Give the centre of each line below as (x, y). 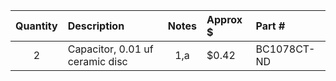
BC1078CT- (285, 49)
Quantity (36, 26)
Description (96, 26)
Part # (270, 26)
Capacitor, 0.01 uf (110, 49)
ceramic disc (97, 61)
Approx (224, 19)
